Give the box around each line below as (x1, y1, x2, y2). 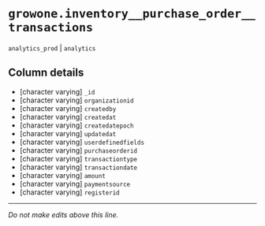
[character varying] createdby (19, 103, 117, 113)
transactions (8, 20, 93, 35)
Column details (8, 66, 84, 80)
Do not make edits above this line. (8, 209, 119, 219)
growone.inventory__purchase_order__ (8, 6, 256, 21)
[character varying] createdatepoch (19, 120, 134, 130)
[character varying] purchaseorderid (19, 145, 138, 155)
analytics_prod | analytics (8, 43, 96, 53)
